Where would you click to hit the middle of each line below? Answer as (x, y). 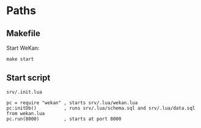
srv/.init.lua (24, 92)
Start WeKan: (23, 48)
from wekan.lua (26, 113)
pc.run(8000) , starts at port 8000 (64, 119)
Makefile (24, 33)
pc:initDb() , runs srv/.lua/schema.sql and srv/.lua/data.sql (101, 108)
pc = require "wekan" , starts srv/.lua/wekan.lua (72, 103)
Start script (28, 78)
